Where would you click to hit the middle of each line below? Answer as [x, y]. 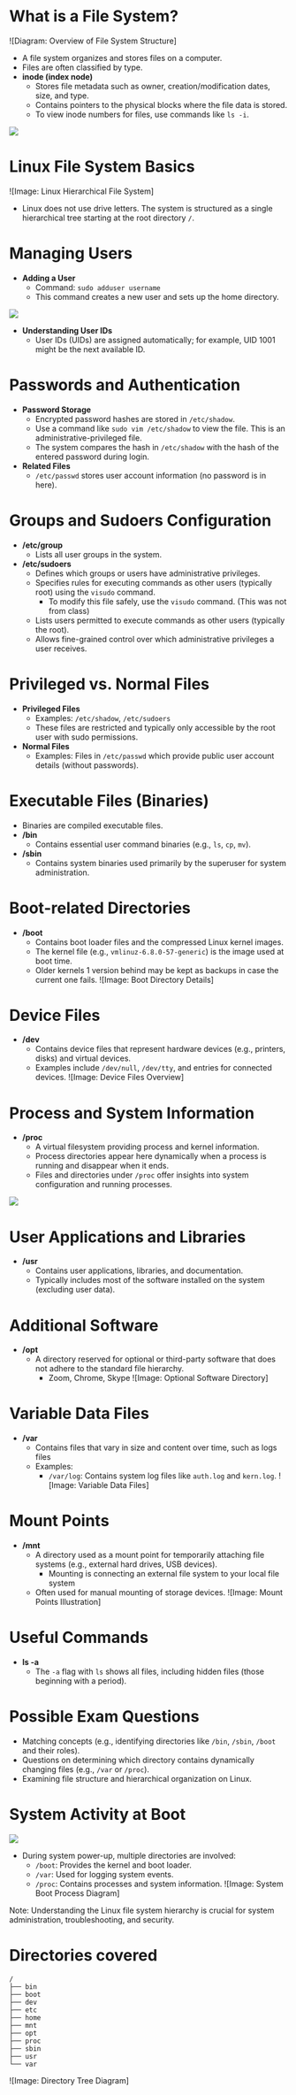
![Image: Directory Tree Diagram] [69, 2080]
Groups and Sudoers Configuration [140, 520]
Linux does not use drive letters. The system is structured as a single [147, 208]
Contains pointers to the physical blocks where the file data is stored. [161, 104]
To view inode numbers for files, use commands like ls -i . [142, 114]
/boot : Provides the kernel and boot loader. [113, 1865]
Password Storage [56, 410]
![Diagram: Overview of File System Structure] [93, 41]
